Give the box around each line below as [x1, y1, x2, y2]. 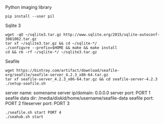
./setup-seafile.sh [5, 81, 46, 86]
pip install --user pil [5, 14, 55, 19]
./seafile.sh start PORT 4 [5, 110, 61, 115]
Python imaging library [5, 4, 52, 10]
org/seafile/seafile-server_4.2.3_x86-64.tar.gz [5, 72, 108, 77]
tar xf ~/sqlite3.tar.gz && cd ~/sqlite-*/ [5, 41, 97, 46]
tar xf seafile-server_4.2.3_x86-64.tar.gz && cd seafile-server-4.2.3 [5, 77, 157, 82]
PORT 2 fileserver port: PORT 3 [5, 101, 70, 106]
